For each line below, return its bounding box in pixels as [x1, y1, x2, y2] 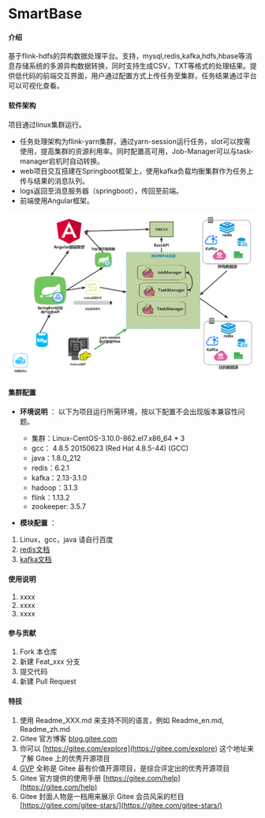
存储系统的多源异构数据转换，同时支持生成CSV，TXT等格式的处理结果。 [14, 61, 250, 71]
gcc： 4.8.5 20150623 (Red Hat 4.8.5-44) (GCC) [31, 443, 189, 453]
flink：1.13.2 [31, 493, 70, 503]
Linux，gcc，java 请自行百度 [19, 535, 114, 545]
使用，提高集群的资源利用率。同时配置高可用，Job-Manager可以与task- [19, 146, 254, 156]
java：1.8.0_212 [31, 454, 81, 463]
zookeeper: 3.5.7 [31, 502, 87, 511]
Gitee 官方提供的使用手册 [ [19, 773, 106, 782]
